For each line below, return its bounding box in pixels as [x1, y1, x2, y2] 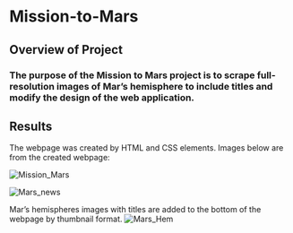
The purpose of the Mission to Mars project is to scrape [9, 69, 255, 82]
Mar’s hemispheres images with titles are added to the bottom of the [9, 204, 262, 215]
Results [9, 118, 53, 134]
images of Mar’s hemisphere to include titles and [56, 80, 273, 92]
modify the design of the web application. [9, 91, 195, 104]
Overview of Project [9, 42, 124, 57]
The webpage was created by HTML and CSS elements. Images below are [9, 142, 284, 153]
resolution [9, 80, 56, 92]
